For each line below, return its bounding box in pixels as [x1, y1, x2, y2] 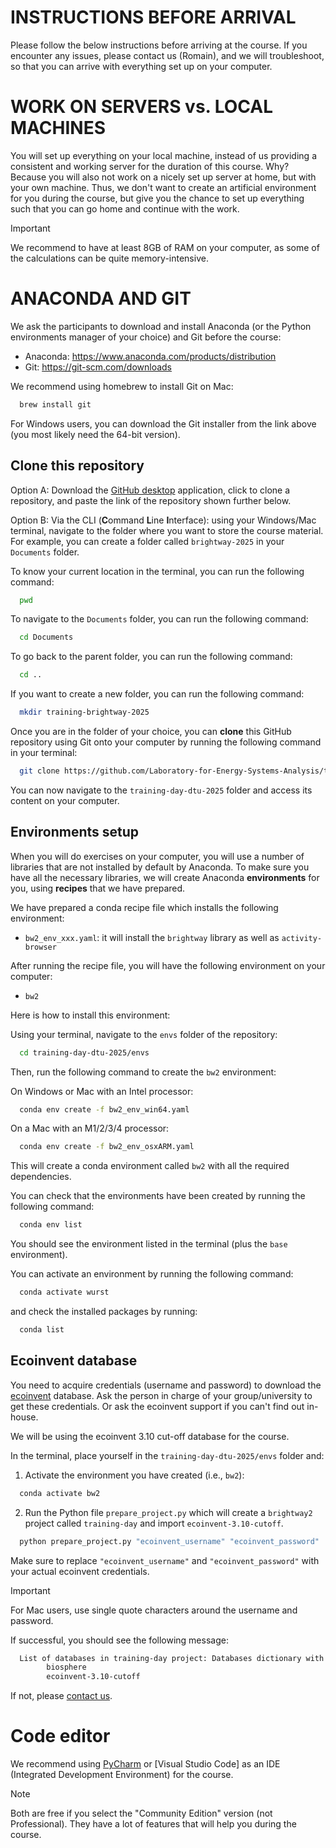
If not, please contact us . [10, 1690, 113, 1702]
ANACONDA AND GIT [10, 287, 192, 310]
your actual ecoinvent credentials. [10, 1565, 150, 1577]
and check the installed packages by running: [10, 1306, 198, 1318]
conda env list [19, 1220, 83, 1230]
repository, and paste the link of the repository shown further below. [10, 494, 292, 506]
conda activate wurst [19, 1287, 110, 1298]
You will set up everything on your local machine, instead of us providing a [10, 149, 317, 161]
